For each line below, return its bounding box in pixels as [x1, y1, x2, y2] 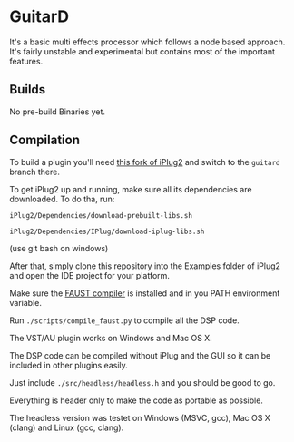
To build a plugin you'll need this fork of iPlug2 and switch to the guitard [9, 156, 280, 167]
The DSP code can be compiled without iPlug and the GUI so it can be [9, 349, 271, 360]
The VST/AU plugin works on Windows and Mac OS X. [9, 332, 213, 343]
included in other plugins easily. [9, 359, 129, 370]
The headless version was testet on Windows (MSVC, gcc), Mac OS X [9, 412, 270, 423]
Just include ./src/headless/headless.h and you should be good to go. [9, 377, 276, 388]
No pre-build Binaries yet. [9, 106, 106, 117]
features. [9, 55, 44, 66]
